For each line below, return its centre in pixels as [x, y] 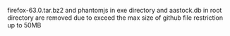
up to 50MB [24, 25]
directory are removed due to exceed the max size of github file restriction [115, 18]
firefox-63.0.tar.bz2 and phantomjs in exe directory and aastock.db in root [115, 10]
